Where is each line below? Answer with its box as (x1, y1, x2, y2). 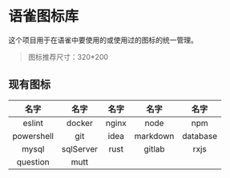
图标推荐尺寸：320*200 (27, 52, 109, 61)
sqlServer (61, 143, 99, 154)
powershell (12, 130, 54, 141)
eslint (22, 117, 44, 129)
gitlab (143, 143, 166, 154)
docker (67, 117, 94, 129)
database (181, 130, 218, 141)
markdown (134, 130, 175, 141)
